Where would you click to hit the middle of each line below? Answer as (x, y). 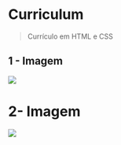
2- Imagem (44, 111)
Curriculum (46, 15)
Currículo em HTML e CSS (70, 36)
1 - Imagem (36, 61)
